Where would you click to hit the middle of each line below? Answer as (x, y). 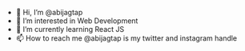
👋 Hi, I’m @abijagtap (49, 12)
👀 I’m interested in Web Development (77, 21)
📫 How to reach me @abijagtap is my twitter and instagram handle (127, 38)
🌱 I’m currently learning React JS (70, 29)
